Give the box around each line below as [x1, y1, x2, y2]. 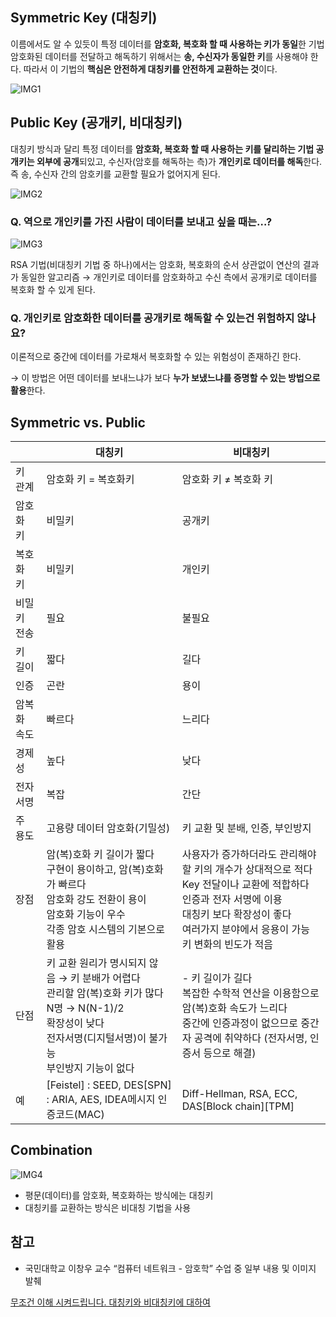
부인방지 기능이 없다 [46, 1061, 135, 1075]
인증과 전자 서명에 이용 [181, 893, 283, 907]
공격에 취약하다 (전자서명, [193, 1031, 308, 1045]
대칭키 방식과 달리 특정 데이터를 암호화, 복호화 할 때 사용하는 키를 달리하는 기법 [10, 143, 315, 155]
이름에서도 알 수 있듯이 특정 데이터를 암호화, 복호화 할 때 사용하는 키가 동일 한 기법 [10, 38, 325, 50]
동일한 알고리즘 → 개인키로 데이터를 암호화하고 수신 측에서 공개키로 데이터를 [20, 271, 318, 283]
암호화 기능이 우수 [46, 908, 126, 922]
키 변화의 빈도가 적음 [181, 938, 274, 952]
